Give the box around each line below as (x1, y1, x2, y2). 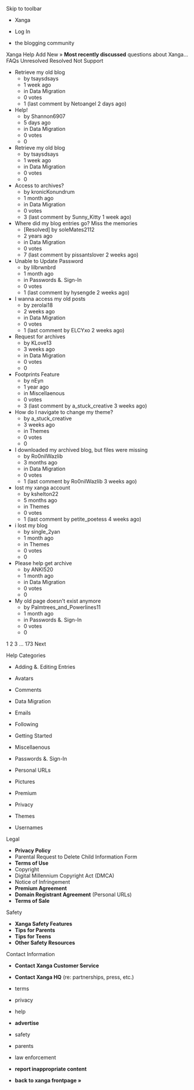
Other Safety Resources (14, 939, 76, 946)
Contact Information (6, 951, 55, 957)
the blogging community (14, 40, 75, 46)
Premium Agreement (14, 885, 67, 892)
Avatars (14, 675, 34, 682)
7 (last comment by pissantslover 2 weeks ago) (23, 251, 139, 258)
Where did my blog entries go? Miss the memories (14, 220, 138, 227)
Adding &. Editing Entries (14, 663, 76, 670)
